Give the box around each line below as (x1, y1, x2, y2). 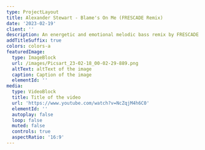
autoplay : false (12, 111, 53, 118)
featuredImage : (6, 49, 45, 55)
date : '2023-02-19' (6, 20, 56, 26)
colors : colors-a (6, 43, 51, 50)
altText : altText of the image (12, 66, 92, 72)
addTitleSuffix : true (6, 37, 62, 43)
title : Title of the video (12, 94, 81, 100)
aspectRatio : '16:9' (12, 134, 64, 141)
